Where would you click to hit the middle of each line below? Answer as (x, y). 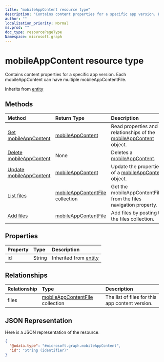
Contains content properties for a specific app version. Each (66, 74)
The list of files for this (131, 297)
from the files (126, 199)
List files (17, 195)
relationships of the (133, 132)
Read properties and (134, 126)
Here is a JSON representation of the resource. (52, 332)
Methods (19, 105)
